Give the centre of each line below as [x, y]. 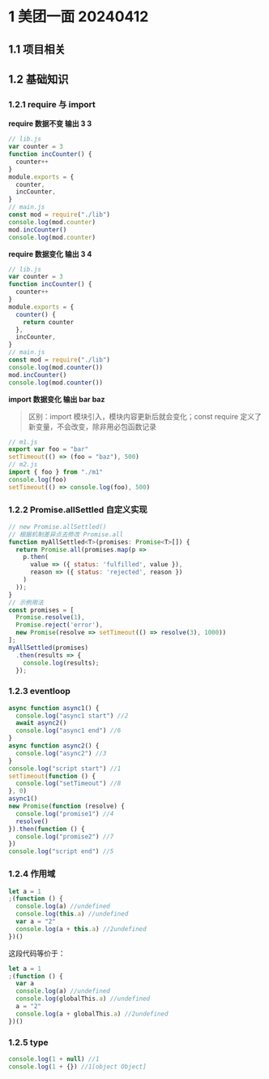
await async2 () [41, 723]
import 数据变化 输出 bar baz [57, 399]
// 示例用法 [26, 602]
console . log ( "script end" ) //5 [61, 851]
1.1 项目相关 [37, 49]
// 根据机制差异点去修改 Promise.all [66, 534]
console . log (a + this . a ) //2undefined [81, 929]
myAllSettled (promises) [49, 648]
